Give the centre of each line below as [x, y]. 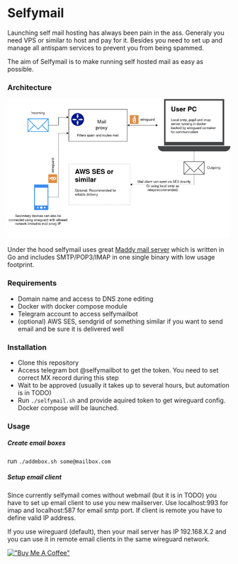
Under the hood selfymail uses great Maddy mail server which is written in [116, 250]
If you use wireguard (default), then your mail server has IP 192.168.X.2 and [117, 531]
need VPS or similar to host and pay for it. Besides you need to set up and [115, 40]
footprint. [21, 265]
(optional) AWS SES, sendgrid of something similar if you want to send [120, 321]
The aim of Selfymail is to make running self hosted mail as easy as [106, 61]
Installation [27, 347]
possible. [21, 69]
